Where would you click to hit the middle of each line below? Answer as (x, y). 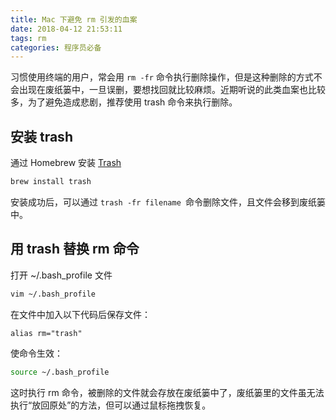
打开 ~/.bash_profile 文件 (61, 275)
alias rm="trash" (46, 333)
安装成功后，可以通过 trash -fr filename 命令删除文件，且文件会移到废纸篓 (168, 202)
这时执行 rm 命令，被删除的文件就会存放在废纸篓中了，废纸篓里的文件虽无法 (167, 392)
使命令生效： (36, 353)
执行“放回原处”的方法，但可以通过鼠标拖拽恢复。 (111, 405)
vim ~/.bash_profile (53, 294)
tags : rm (28, 38)
